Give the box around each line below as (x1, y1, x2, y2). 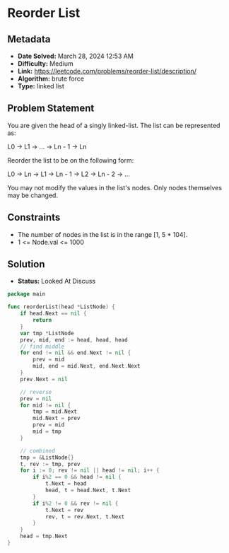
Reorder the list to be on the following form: (7, 156, 134, 164)
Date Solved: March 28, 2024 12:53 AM (17, 52, 134, 60)
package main (7, 291, 46, 298)
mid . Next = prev (33, 415, 81, 422)
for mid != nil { (20, 402, 71, 409)
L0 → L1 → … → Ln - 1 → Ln (7, 142, 87, 151)
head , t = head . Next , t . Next (45, 487, 131, 494)
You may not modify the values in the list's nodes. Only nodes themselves (7, 183, 223, 192)
